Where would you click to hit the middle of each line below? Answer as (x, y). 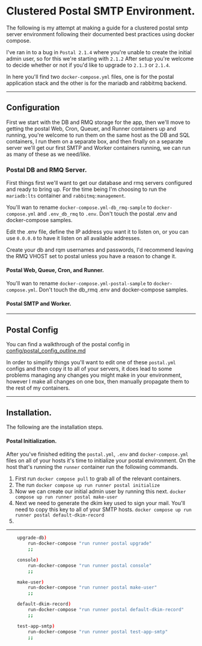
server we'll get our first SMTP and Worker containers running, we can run (99, 148)
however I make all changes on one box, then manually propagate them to (98, 382)
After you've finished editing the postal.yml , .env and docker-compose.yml (97, 454)
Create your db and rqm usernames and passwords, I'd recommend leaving (100, 250)
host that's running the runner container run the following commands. (92, 467)
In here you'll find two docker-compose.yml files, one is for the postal (90, 76)
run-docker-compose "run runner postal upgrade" (90, 544)
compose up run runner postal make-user (66, 497)
